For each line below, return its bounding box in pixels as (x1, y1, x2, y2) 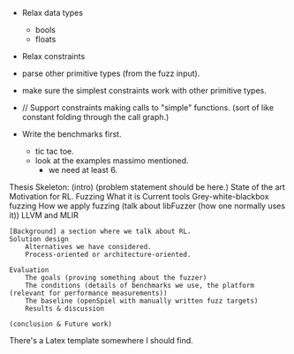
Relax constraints (21, 51, 86, 61)
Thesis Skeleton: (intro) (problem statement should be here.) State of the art (9, 182, 285, 192)
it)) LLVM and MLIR (9, 210, 79, 220)
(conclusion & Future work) (9, 320, 113, 328)
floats (34, 34, 57, 44)
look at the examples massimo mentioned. (34, 155, 189, 166)
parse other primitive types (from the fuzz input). (21, 68, 200, 79)
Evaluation (9, 266, 49, 275)
